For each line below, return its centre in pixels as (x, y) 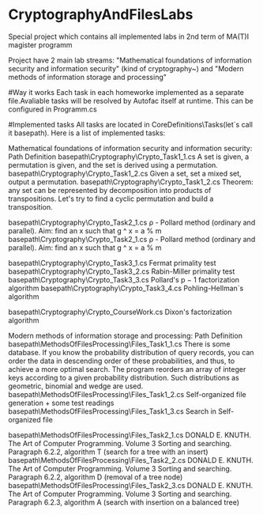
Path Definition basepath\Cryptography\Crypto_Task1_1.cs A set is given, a (129, 157)
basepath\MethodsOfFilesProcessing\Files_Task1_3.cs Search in (113, 411)
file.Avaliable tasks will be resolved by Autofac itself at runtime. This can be (131, 100)
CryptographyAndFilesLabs (101, 15)
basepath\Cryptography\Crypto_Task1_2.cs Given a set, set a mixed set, (125, 173)
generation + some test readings (61, 403)
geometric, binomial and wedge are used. (76, 386)
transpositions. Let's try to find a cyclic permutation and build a (111, 199)
